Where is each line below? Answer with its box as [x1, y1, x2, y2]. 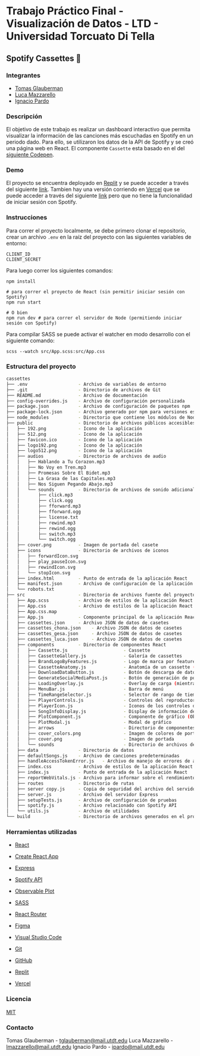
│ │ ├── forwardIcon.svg [6, 553, 79, 559]
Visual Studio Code [14, 934, 62, 941]
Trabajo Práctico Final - [6, 4, 124, 18]
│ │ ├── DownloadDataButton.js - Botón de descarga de [6, 670, 183, 676]
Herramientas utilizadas [6, 828, 77, 836]
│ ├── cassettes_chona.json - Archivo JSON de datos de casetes [6, 625, 183, 631]
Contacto [6, 1023, 34, 1032]
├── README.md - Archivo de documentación [6, 392, 148, 398]
